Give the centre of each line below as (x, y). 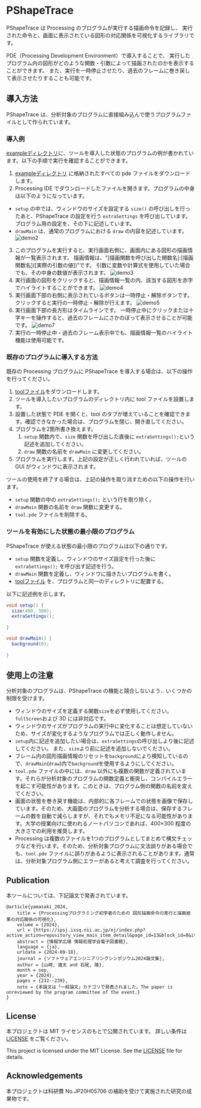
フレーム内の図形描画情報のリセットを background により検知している (99, 756)
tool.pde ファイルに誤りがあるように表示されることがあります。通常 (110, 854)
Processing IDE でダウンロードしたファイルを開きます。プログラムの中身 (105, 188)
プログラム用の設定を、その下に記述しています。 (75, 224)
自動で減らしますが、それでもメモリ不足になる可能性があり (114, 816)
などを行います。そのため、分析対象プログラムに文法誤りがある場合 (103, 846)
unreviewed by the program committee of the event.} (73, 993)
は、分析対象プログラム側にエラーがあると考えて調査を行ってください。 (103, 861)
